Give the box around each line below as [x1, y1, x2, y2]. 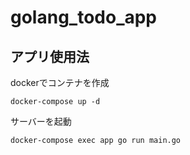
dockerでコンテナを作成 [10, 77, 110, 88]
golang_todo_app [10, 6, 158, 29]
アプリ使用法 [10, 48, 90, 65]
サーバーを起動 [10, 116, 72, 127]
